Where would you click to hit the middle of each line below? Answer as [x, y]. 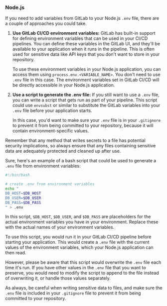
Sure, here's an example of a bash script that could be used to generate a [81, 161]
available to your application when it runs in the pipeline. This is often [83, 49]
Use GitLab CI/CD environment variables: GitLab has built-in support [84, 33]
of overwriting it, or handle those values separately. [58, 278]
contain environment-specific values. [51, 131]
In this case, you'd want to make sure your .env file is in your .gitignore [86, 120]
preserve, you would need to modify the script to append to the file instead [82, 273]
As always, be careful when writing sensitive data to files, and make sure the [84, 288]
